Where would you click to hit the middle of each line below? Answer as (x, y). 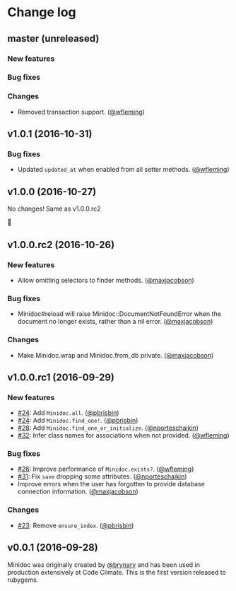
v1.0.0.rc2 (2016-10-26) (61, 245)
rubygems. (23, 580)
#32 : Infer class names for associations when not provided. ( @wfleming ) (123, 435)
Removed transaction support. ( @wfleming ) (81, 112)
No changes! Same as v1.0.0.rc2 (54, 209)
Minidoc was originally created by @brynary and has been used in (104, 564)
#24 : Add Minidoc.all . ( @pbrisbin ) (68, 413)
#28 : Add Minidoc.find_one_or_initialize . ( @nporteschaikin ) (108, 428)
